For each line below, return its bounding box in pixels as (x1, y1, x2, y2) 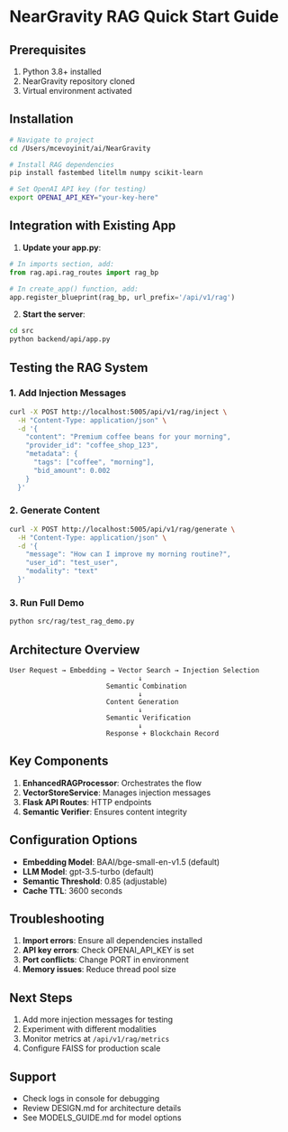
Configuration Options (9, 832, 138, 848)
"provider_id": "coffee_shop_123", (25, 441, 159, 450)
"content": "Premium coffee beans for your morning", (25, 432, 231, 441)
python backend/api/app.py (9, 335, 111, 344)
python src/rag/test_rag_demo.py (9, 617, 135, 626)
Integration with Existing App (9, 218, 176, 234)
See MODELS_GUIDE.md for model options (22, 1112, 182, 1123)
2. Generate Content (9, 504, 101, 516)
